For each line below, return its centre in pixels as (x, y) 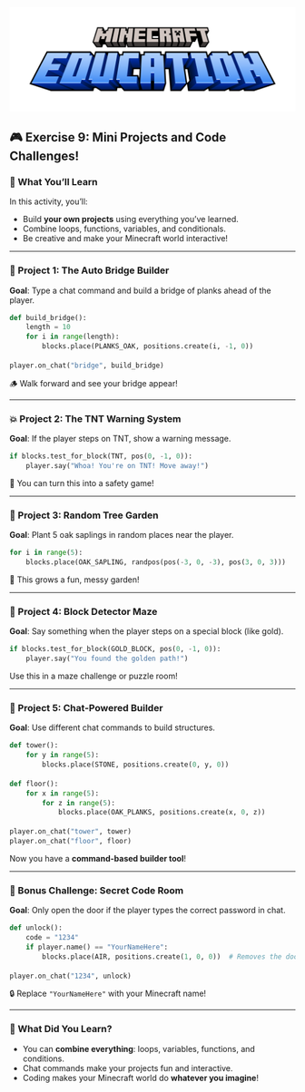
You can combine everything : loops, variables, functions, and (139, 1048)
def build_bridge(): (49, 317)
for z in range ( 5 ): (79, 803)
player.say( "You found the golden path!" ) (107, 659)
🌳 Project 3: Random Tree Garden (84, 515)
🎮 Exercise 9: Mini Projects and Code (118, 137)
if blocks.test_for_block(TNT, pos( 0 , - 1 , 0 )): (101, 456)
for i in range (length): (73, 337)
